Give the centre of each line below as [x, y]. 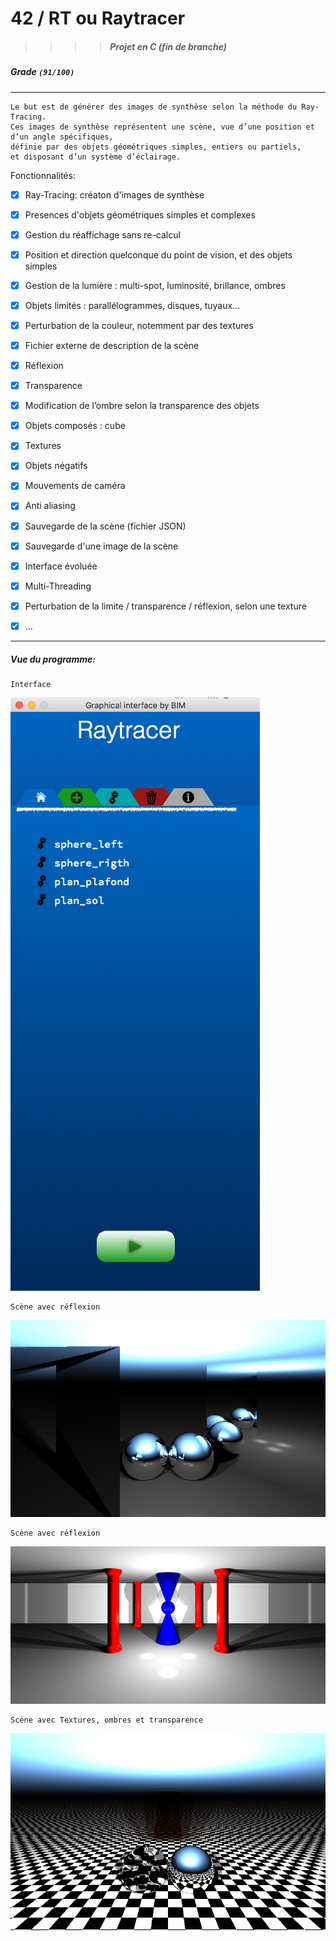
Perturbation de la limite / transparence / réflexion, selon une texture [165, 606]
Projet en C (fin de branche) [168, 46]
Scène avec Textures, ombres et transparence [106, 1720]
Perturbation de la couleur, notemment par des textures [139, 325]
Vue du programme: [53, 659]
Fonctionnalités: [43, 175]
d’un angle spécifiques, [62, 137]
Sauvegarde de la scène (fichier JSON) [105, 526]
